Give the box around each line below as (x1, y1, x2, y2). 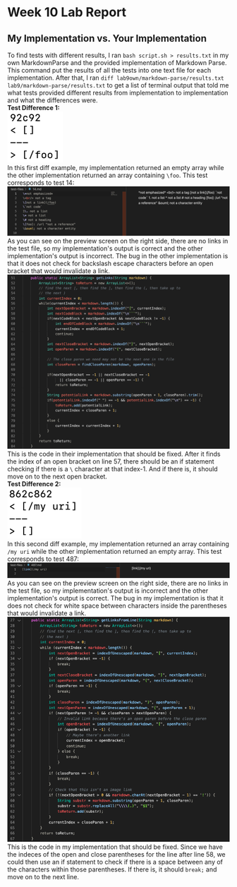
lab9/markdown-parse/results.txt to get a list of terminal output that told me (7, 81, 229, 89)
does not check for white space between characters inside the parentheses (7, 601, 227, 610)
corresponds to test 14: (7, 179, 75, 187)
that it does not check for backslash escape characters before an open (7, 259, 214, 268)
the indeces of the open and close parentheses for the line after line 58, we (7, 850, 226, 858)
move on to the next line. (7, 872, 80, 881)
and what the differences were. (7, 96, 98, 104)
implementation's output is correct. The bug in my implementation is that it (7, 593, 224, 602)
